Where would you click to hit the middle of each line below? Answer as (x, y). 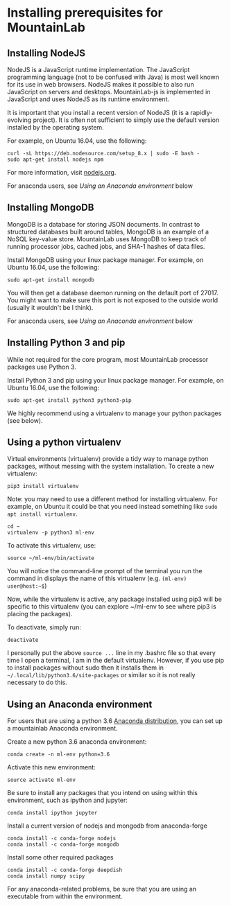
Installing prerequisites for (85, 13)
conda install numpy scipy (46, 876)
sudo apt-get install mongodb (51, 280)
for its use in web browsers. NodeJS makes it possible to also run (101, 84)
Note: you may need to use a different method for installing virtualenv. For (113, 499)
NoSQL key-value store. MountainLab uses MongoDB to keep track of (107, 239)
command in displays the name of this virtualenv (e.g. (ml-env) (97, 578)
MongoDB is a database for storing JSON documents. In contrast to (104, 224)
